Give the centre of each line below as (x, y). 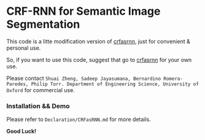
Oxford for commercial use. (41, 90)
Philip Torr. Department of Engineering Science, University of (115, 84)
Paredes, (17, 84)
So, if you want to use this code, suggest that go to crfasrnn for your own (99, 60)
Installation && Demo (38, 106)
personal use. (24, 48)
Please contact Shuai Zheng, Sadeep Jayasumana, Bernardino (84, 78)
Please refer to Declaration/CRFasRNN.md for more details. (79, 119)
